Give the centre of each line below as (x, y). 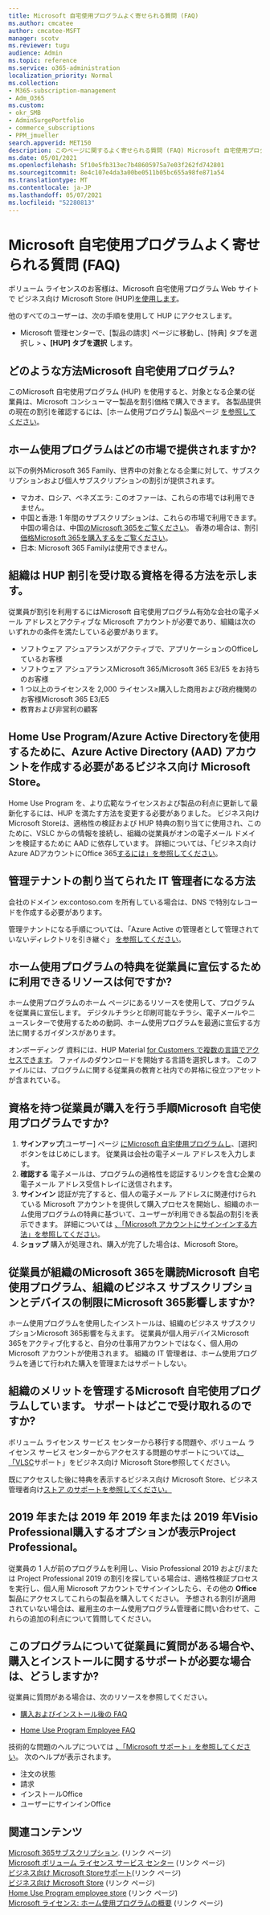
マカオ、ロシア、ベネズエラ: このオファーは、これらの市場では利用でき (137, 498)
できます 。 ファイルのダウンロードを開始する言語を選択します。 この (136, 1060)
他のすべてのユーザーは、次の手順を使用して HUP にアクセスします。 (123, 316)
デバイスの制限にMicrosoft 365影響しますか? (142, 1302)
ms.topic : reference (43, 61)
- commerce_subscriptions (51, 128)
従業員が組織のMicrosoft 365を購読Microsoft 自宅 (134, 1272)
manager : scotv (34, 38)
